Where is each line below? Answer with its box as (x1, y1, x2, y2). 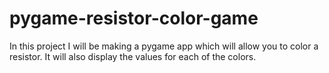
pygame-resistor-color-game (9, 7, 259, 30)
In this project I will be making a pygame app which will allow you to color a (9, 40, 319, 52)
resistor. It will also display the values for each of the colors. (9, 50, 257, 62)
